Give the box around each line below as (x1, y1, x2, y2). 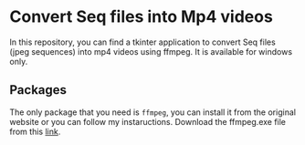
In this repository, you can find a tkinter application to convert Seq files (9, 36, 276, 47)
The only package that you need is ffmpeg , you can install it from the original (9, 107, 297, 118)
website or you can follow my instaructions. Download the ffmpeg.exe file (9, 116, 286, 127)
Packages (9, 82, 67, 98)
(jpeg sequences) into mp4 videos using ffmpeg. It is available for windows (9, 46, 293, 57)
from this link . (9, 126, 61, 137)
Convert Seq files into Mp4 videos (9, 6, 274, 27)
